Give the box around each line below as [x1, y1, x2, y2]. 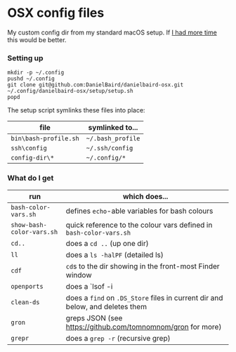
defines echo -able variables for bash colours [65, 206, 214, 216]
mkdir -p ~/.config [7, 69, 65, 77]
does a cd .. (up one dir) [65, 238, 149, 248]
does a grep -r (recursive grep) [65, 333, 171, 343]
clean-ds [11, 298, 40, 306]
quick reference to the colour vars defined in [65, 220, 213, 230]
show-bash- [11, 221, 47, 229]
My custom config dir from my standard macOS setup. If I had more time [7, 28, 218, 37]
